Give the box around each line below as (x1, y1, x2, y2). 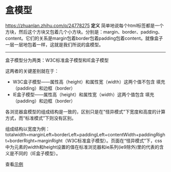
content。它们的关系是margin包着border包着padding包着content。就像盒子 (5, 35, 163, 41)
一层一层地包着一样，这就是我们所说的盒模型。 (5, 41, 103, 47)
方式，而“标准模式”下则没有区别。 (5, 115, 76, 121)
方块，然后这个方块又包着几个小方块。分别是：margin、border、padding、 (5, 28, 163, 35)
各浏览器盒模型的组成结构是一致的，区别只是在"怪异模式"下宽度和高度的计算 (5, 108, 166, 114)
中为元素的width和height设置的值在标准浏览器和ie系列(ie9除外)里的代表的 (5, 144, 159, 150)
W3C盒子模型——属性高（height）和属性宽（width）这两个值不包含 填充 (12, 78, 165, 84)
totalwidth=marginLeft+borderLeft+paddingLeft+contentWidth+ (5, 131, 139, 137)
